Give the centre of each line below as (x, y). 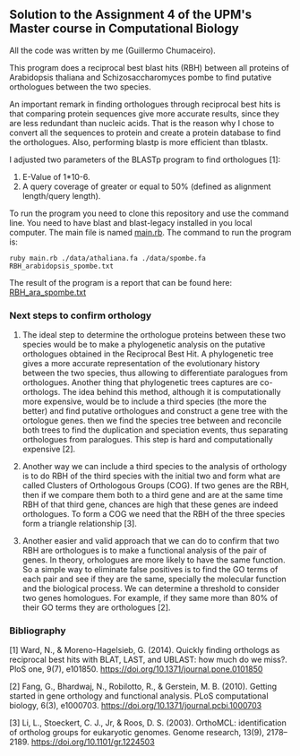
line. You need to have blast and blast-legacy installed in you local (131, 222)
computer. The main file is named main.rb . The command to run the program (150, 232)
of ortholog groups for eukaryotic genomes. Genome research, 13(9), (137, 733)
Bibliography (38, 631)
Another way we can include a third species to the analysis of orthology (154, 467)
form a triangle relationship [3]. (79, 524)
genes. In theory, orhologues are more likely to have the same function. (154, 560)
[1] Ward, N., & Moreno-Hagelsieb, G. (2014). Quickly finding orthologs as (145, 650)
